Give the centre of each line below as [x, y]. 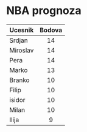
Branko [19, 80]
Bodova [51, 30]
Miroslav [22, 50]
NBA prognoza [44, 11]
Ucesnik [22, 30]
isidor [17, 100]
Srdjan [19, 40]
